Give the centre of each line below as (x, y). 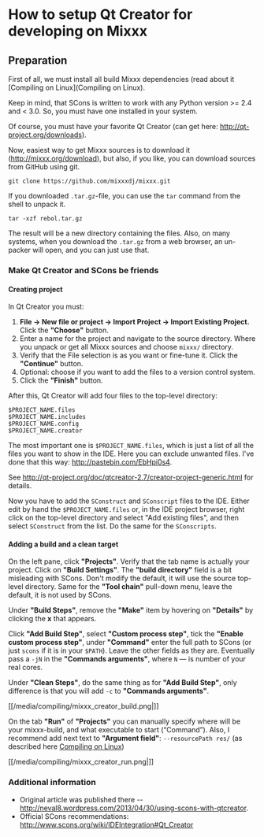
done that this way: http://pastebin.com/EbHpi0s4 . (90, 462)
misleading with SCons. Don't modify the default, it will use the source (122, 578)
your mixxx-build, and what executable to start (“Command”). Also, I (119, 730)
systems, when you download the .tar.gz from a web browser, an (115, 241)
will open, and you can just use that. (91, 250)
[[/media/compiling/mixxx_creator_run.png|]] (81, 762)
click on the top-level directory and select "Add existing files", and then (123, 518)
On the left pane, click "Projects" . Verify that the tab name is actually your (129, 561)
